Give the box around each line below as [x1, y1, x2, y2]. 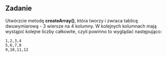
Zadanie [5, 4, 32, 13]
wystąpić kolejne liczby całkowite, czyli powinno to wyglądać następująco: [5, 28, 162, 35]
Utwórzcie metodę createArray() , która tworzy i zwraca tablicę [5, 17, 138, 23]
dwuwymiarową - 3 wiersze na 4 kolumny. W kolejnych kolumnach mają [5, 23, 157, 29]
